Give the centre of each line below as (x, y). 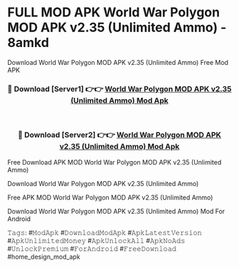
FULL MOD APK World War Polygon (114, 12)
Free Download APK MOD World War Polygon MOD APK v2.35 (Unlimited (115, 162)
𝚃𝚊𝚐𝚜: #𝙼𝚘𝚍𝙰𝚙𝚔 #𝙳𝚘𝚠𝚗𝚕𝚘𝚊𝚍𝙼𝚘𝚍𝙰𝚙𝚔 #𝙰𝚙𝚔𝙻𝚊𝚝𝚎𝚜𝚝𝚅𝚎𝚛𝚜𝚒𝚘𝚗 (105, 232)
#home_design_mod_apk (44, 257)
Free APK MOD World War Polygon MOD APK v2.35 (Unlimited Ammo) (110, 197)
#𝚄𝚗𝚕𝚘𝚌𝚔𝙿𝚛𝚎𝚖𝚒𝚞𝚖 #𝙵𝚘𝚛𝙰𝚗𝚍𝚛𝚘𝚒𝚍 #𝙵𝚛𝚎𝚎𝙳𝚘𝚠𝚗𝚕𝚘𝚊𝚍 (92, 248)
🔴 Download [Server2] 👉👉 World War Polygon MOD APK (119, 135)
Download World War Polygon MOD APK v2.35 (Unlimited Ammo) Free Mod (118, 62)
